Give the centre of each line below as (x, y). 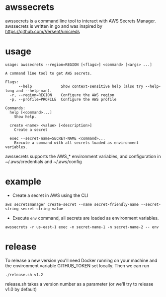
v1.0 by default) (21, 289)
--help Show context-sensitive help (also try (81, 86)
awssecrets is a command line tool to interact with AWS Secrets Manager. (81, 21)
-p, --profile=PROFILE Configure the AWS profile (63, 99)
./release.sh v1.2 (24, 275)
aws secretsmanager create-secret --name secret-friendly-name (72, 204)
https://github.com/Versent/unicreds (42, 31)
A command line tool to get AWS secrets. (49, 73)
